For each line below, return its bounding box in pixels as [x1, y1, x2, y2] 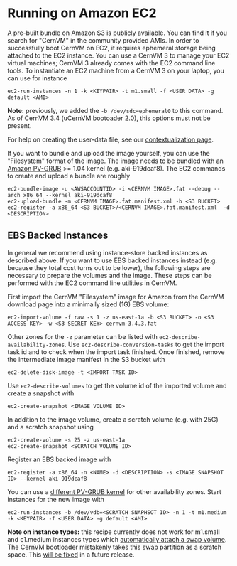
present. [7, 121, 32, 129]
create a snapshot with [7, 389, 75, 397]
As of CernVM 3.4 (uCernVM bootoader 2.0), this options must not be [7, 114, 211, 122]
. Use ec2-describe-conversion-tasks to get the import [64, 340, 224, 348]
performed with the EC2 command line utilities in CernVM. [7, 279, 177, 287]
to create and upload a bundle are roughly [7, 171, 131, 180]
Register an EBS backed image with [7, 455, 111, 464]
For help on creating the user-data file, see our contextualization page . [7, 135, 214, 144]
